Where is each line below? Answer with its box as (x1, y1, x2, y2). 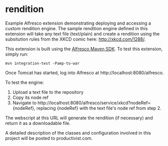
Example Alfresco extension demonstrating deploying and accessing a (5, 20, 151, 26)
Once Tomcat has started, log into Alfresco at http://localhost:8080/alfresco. (5, 69, 164, 76)
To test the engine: (5, 79, 44, 85)
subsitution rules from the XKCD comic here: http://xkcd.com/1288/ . (5, 36, 146, 42)
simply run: (5, 51, 29, 57)
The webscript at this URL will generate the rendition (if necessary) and (5, 114, 153, 121)
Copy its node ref (12, 94, 49, 100)
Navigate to (12, 99, 37, 106)
